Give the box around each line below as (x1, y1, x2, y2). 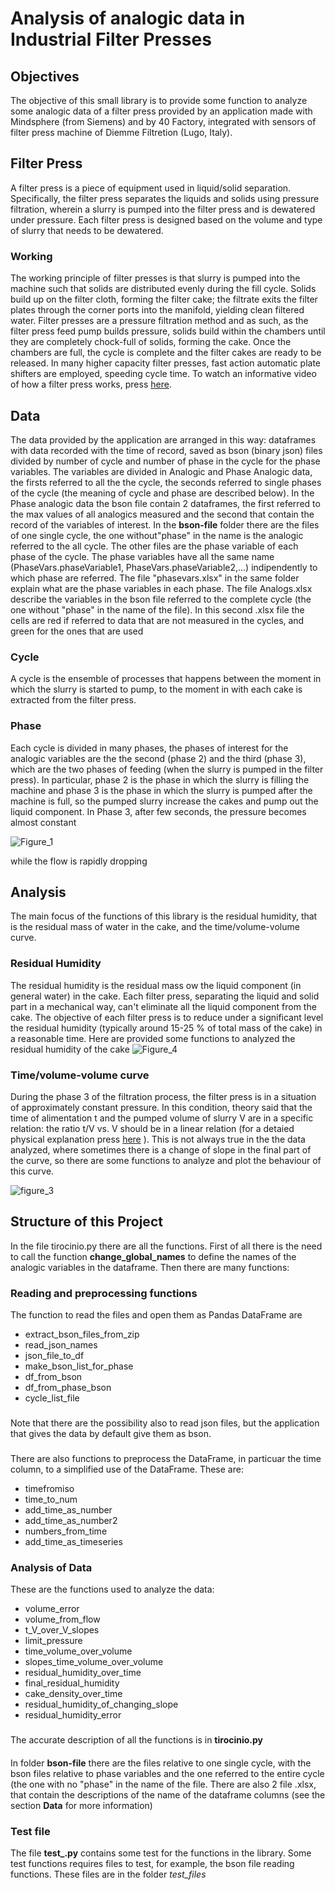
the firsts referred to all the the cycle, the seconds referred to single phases (10, 476, 322, 488)
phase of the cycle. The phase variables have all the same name (10, 550, 275, 562)
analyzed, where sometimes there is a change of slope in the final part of (10, 1143, 312, 1156)
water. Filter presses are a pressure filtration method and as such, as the (10, 315, 309, 327)
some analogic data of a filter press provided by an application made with (10, 105, 313, 117)
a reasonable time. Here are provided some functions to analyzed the (10, 1032, 296, 1044)
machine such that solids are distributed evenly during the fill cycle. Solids (10, 283, 317, 295)
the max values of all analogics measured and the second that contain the (10, 508, 315, 520)
